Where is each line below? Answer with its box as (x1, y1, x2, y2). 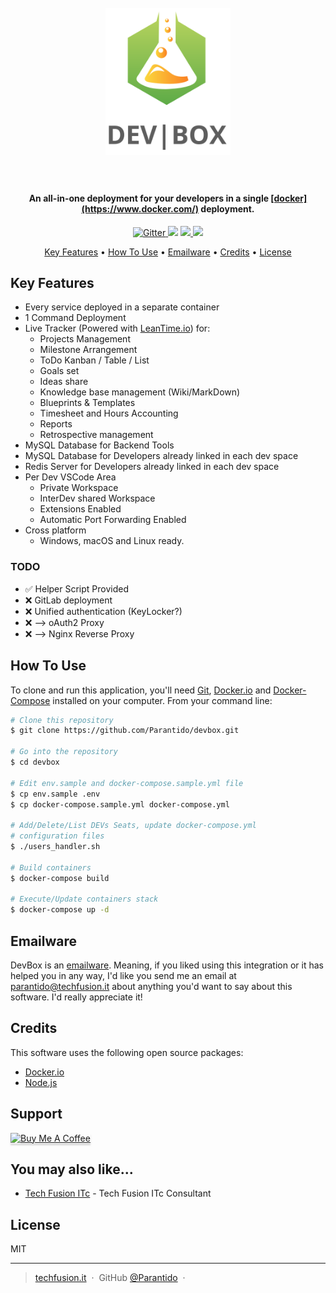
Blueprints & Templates (39, 397, 136, 409)
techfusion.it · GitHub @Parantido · (34, 1272, 186, 1284)
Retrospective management (39, 429, 154, 441)
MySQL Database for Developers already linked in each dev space (24, 450, 299, 462)
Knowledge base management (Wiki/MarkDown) (39, 386, 241, 398)
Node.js (24, 1076, 58, 1088)
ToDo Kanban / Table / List (39, 354, 150, 366)
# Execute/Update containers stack (10, 894, 159, 905)
